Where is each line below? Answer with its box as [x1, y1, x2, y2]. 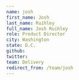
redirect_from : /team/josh [6, 64, 74, 71]
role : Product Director [6, 31, 66, 37]
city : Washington [6, 37, 50, 43]
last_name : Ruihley [6, 20, 55, 26]
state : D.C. [6, 43, 36, 49]
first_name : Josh [6, 14, 50, 20]
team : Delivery [6, 59, 44, 65]
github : [6, 48, 26, 54]
